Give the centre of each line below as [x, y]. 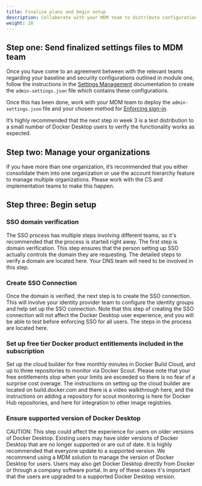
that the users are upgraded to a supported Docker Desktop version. [91, 476]
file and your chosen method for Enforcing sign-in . [106, 109]
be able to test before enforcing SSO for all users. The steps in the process [99, 321]
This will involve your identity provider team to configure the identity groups [100, 302]
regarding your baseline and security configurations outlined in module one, [100, 78]
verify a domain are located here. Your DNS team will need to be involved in [100, 260]
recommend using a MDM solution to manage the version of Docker [90, 457]
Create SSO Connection [41, 283]
